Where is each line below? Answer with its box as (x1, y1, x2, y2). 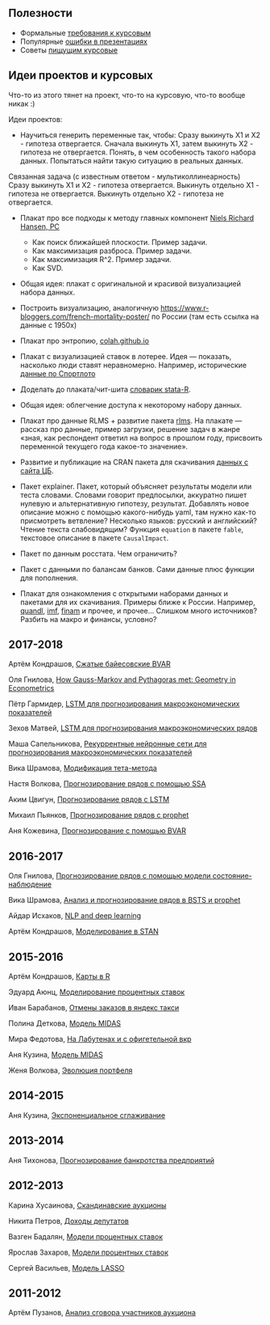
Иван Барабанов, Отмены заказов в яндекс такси (8, 1003, 180, 1013)
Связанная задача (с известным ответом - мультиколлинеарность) (8, 171, 241, 181)
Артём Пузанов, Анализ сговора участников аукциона (8, 1308, 196, 1318)
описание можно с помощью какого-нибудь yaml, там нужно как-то (19, 507, 256, 517)
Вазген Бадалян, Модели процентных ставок (8, 1231, 164, 1241)
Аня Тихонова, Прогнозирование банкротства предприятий (8, 1155, 215, 1165)
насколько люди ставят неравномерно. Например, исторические (19, 360, 247, 370)
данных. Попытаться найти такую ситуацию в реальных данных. (19, 155, 244, 165)
